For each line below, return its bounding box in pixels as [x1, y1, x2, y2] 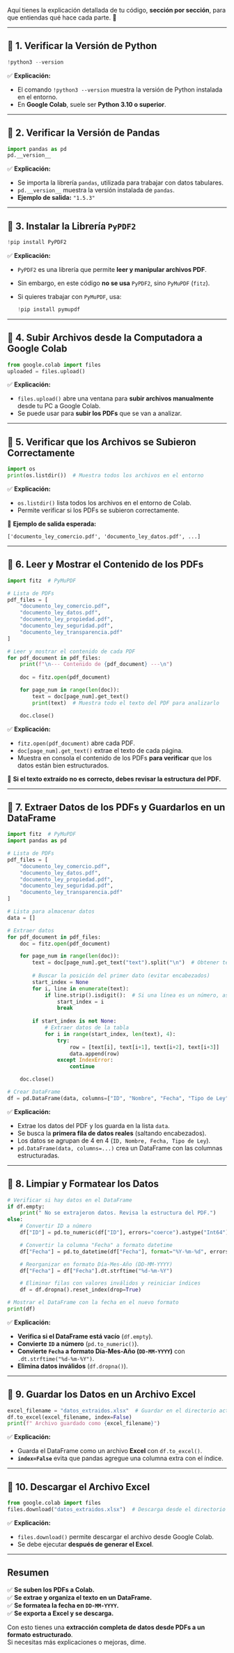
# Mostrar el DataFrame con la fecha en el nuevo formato [7, 1299, 179, 1306]
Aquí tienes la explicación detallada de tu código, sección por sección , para [7, 6, 226, 14]
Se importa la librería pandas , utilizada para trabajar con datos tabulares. [17, 178, 224, 187]
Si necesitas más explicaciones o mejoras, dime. [7, 1638, 146, 1646]
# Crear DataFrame [7, 1088, 61, 1096]
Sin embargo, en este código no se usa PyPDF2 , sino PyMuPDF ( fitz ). [17, 279, 210, 287]
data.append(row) [69, 1050, 120, 1058]
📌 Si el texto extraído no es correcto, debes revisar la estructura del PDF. [7, 774, 221, 783]
